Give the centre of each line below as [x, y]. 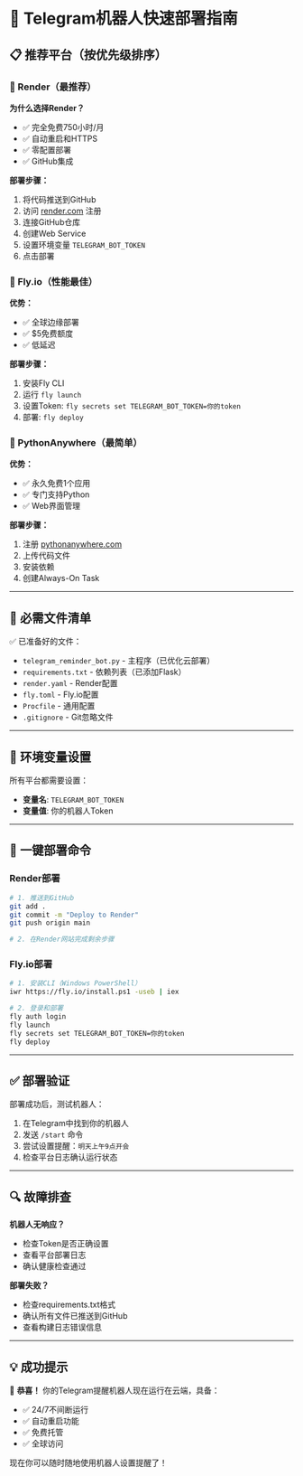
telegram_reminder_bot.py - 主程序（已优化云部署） [118, 661]
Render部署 [35, 879]
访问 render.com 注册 [62, 211]
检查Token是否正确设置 [65, 1244]
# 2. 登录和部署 [37, 1009]
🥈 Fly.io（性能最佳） [54, 281]
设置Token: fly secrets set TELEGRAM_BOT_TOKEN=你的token [132, 406]
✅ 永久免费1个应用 [56, 484]
